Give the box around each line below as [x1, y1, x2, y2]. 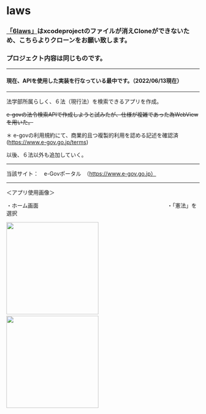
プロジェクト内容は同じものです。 [6, 54, 107, 63]
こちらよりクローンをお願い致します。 [18, 36, 131, 45]
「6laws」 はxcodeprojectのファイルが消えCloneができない [6, 27, 184, 36]
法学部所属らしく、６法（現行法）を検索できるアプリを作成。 [6, 98, 162, 105]
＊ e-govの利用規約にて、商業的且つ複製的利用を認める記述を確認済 [6, 131, 179, 139]
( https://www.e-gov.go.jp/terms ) [6, 138, 89, 146]
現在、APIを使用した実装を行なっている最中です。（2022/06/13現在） [6, 77, 183, 84]
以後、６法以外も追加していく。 [6, 151, 87, 158]
